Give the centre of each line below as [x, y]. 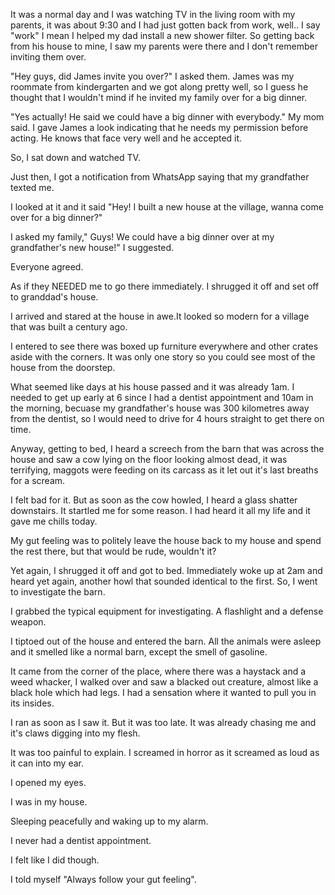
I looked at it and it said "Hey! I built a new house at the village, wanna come [167, 207]
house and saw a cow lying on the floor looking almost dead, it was [149, 459]
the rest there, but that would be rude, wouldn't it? [113, 551]
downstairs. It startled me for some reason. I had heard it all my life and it [160, 510]
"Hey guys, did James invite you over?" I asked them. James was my [152, 76]
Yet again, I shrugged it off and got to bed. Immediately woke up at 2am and [166, 570]
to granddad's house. [54, 297]
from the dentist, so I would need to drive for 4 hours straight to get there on [167, 418]
